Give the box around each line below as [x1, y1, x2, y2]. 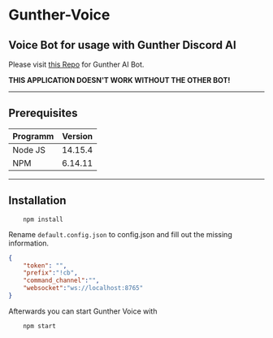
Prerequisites [8, 106, 78, 120]
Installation [8, 193, 67, 208]
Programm [12, 130, 54, 141]
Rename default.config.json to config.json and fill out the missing [8, 229, 233, 239]
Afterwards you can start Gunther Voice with [8, 306, 158, 316]
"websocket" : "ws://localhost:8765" [23, 284, 144, 292]
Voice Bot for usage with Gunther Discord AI [8, 38, 237, 52]
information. [8, 238, 50, 248]
